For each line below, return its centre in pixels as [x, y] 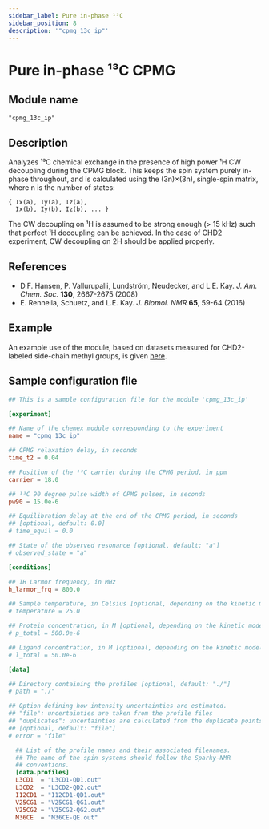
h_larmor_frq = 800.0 [44, 589]
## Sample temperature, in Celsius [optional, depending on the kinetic [132, 604]
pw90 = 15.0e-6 [34, 502]
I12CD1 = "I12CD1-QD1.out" [60, 795]
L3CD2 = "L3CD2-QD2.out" [59, 787]
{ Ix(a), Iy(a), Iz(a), [48, 202]
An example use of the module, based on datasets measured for [114, 347]
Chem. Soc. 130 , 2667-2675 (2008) [79, 294]
